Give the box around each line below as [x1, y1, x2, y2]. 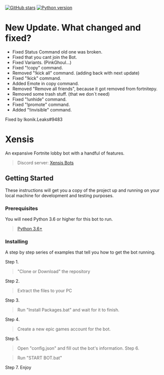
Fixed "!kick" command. [12, 75, 61, 81]
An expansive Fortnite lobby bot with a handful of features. [5, 150, 125, 156]
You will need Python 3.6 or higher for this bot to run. [5, 216, 113, 222]
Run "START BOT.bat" [17, 355, 62, 361]
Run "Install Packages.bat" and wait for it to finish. [17, 307, 120, 313]
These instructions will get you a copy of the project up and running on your [5, 187, 160, 193]
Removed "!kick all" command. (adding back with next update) [12, 70, 140, 76]
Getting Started [5, 174, 54, 183]
